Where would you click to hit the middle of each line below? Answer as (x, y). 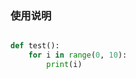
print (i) (64, 65)
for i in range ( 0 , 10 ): (78, 55)
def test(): (35, 46)
